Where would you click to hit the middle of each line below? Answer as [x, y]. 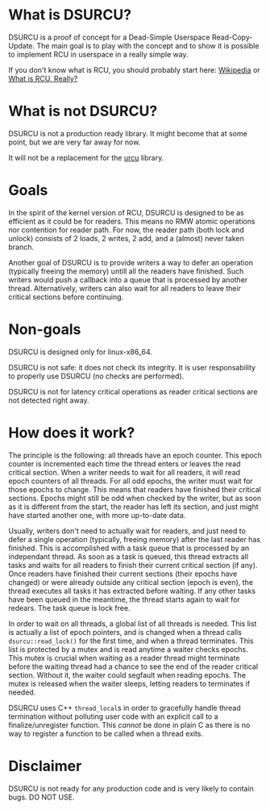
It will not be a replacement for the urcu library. [86, 157]
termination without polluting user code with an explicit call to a [114, 716]
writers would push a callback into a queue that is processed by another [128, 279]
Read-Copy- [233, 37]
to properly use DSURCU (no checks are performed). [96, 376]
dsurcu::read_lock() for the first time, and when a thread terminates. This [131, 641]
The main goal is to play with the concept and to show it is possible [148, 45]
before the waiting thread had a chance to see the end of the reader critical [133, 666]
